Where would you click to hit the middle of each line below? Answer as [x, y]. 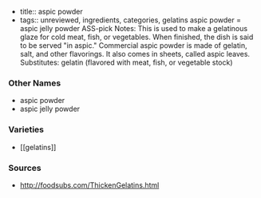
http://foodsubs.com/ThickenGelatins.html [89, 185]
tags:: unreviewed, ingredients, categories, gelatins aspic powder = [130, 20]
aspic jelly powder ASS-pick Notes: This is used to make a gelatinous [134, 28]
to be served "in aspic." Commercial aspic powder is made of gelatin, [133, 46]
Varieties [26, 129]
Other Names [35, 83]
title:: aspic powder [51, 12]
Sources [25, 168]
